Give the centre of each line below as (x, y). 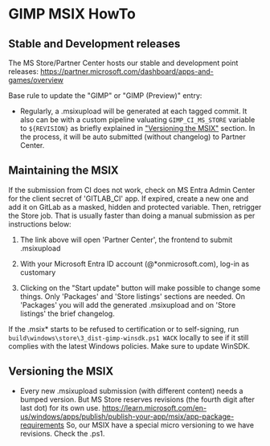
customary (38, 272)
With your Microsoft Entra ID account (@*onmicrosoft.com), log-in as (135, 264)
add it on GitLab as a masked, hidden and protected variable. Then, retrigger (135, 207)
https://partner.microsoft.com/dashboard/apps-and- (127, 72)
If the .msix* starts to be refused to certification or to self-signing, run (124, 329)
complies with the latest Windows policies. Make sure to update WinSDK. (129, 346)
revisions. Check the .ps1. (62, 433)
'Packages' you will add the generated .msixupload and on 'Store (128, 305)
